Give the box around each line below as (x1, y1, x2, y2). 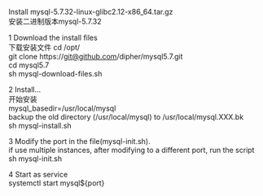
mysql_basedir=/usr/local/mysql (8, 103, 116, 113)
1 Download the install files (8, 33, 98, 42)
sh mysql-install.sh (8, 121, 72, 130)
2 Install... (8, 85, 42, 94)
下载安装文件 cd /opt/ (8, 42, 81, 52)
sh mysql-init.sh (8, 154, 63, 163)
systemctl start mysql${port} (8, 178, 105, 188)
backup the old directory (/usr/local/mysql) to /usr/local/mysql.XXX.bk (8, 112, 244, 121)
